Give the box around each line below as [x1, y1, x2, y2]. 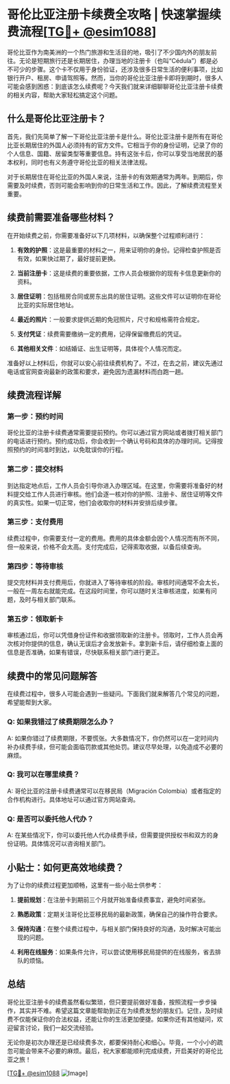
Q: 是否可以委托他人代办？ [7, 814, 94, 824]
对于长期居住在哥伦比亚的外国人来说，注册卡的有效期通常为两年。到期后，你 [7, 173, 223, 181]
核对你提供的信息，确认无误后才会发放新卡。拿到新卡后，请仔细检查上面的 [12, 639, 223, 648]
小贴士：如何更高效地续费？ [7, 861, 125, 873]
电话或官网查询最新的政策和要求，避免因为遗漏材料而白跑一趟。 [7, 367, 187, 375]
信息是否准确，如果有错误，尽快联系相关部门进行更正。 [7, 648, 163, 656]
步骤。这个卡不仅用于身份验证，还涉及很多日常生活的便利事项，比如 [30, 65, 223, 73]
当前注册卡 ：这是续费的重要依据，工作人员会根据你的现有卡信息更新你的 [16, 269, 221, 277]
